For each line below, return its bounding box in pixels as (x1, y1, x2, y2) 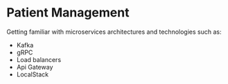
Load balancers (16, 55, 62, 63)
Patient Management (6, 5, 130, 21)
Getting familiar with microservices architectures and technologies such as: (6, 28, 222, 36)
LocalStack (16, 70, 49, 78)
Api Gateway (16, 63, 53, 71)
